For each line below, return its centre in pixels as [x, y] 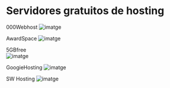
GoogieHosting [24, 67]
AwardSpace [21, 38]
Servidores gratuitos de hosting [85, 11]
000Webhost [22, 27]
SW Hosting [21, 79]
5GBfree [16, 50]
